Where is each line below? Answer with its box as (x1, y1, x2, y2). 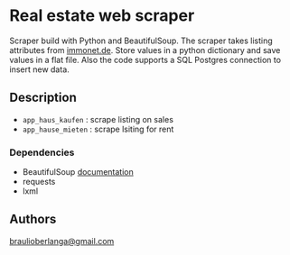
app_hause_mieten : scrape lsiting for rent (22, 123, 174, 134)
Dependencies (9, 146, 75, 159)
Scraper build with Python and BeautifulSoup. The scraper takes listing (9, 35, 273, 46)
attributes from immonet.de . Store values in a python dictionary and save (9, 44, 281, 55)
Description (9, 90, 77, 105)
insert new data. (9, 64, 70, 75)
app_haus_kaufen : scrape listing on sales (22, 114, 174, 124)
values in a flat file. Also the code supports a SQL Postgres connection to (9, 54, 282, 65)
